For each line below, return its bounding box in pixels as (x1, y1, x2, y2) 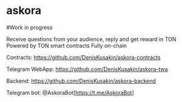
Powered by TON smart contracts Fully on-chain (6, 42, 127, 49)
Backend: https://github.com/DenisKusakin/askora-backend (6, 77, 157, 84)
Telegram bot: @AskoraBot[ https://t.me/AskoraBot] (6, 89, 135, 96)
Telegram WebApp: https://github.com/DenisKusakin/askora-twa (6, 65, 168, 73)
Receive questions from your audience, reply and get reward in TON (6, 35, 177, 42)
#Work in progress (6, 24, 53, 31)
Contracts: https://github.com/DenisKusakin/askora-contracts (6, 53, 161, 61)
